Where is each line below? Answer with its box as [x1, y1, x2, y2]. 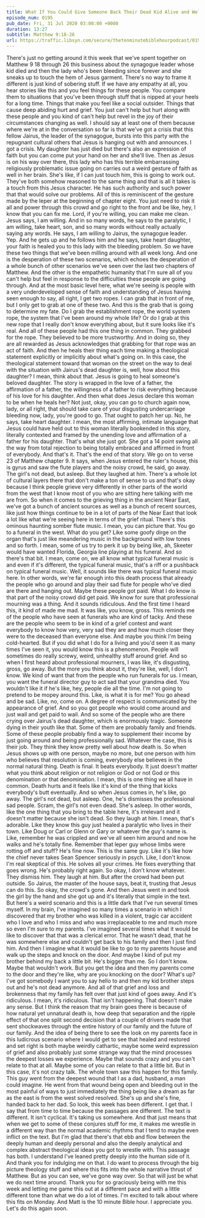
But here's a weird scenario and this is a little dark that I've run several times [6, 899, 198, 906]
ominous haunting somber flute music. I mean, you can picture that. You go [6, 522, 195, 529]
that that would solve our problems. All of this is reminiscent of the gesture [6, 191, 194, 198]
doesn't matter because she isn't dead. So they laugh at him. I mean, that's [6, 815, 195, 822]
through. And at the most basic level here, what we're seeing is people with [6, 282, 196, 289]
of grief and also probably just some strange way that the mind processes [6, 1049, 192, 1056]
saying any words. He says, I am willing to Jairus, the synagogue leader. [6, 230, 187, 237]
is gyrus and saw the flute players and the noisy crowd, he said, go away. [6, 464, 191, 471]
